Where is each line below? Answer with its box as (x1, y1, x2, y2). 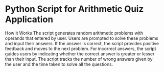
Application (5, 14, 53, 25)
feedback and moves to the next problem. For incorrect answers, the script (5, 46, 157, 51)
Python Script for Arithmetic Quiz (5, 3, 144, 15)
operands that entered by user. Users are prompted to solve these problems (5, 35, 159, 41)
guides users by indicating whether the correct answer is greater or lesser (5, 50, 155, 57)
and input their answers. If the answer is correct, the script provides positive (5, 40, 159, 46)
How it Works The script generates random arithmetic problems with (5, 30, 143, 36)
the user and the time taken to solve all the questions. (5, 61, 113, 67)
